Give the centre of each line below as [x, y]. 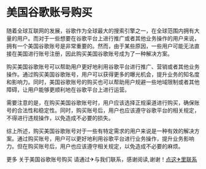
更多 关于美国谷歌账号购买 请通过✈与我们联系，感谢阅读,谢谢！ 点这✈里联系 [102, 159]
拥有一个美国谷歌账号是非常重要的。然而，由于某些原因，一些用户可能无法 [100, 46]
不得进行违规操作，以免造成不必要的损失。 [60, 118]
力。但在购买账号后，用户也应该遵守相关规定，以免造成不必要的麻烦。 [95, 146]
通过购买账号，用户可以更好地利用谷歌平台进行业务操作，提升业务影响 [105, 138]
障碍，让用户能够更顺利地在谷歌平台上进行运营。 [68, 89]
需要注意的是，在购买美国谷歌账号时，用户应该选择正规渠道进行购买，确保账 [103, 102]
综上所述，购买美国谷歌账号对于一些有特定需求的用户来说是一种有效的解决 [100, 131]
